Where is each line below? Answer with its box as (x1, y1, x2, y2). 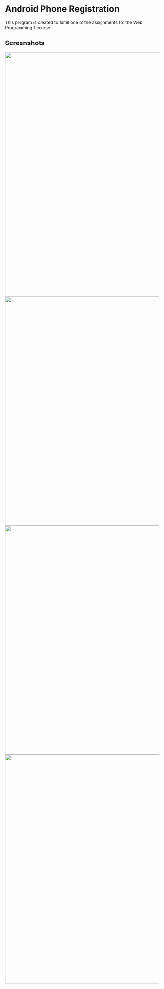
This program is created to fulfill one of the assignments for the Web (5, 20, 143, 25)
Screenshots (5, 39, 45, 47)
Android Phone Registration (5, 3, 120, 15)
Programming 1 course (5, 24, 50, 30)
